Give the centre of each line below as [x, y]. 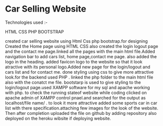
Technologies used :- [26, 22]
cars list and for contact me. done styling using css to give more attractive [80, 72]
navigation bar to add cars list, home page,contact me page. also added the [81, 56]
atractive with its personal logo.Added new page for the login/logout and [78, 67]
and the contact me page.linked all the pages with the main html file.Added [80, 51]
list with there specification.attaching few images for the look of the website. [82, 108]
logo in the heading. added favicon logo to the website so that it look [74, 62]
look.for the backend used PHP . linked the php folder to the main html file [79, 77]
